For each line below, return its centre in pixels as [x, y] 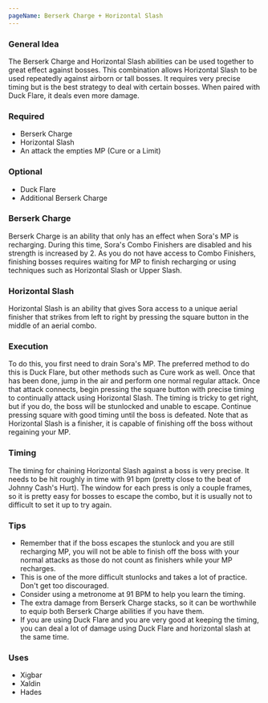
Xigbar [31, 675]
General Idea [34, 43]
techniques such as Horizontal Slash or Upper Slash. [95, 270]
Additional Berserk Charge [64, 198]
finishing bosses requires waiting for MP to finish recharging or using [122, 261]
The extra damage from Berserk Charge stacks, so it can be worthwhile [138, 603]
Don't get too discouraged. [65, 586]
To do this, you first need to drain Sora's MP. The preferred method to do [129, 364]
